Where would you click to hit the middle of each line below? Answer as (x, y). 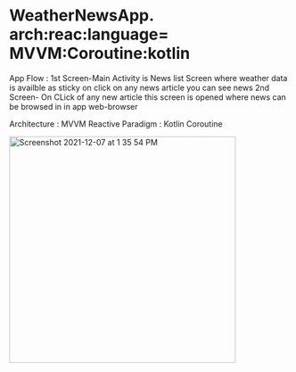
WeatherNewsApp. (82, 16)
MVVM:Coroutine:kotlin (99, 54)
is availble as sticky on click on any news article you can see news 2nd (140, 87)
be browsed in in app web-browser (74, 106)
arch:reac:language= (89, 34)
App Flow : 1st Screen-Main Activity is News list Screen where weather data (148, 78)
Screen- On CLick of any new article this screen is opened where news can (148, 97)
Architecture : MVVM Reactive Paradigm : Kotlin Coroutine (116, 124)
